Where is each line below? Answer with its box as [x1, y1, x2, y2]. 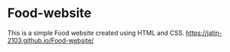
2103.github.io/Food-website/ [7, 36, 94, 44]
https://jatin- [185, 28, 223, 37]
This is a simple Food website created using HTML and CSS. [7, 28, 184, 37]
